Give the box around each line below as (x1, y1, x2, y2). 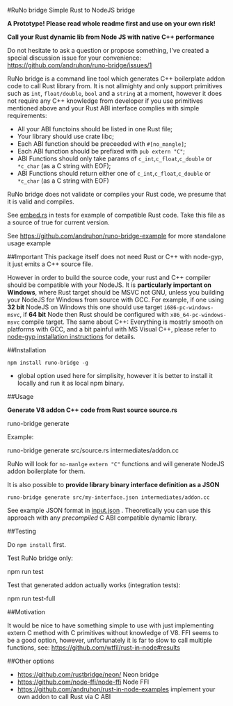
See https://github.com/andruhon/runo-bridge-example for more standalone (7, 232, 226, 240)
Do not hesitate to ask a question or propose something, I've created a (7, 47, 209, 54)
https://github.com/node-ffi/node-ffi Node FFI (17, 678, 150, 686)
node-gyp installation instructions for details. (7, 333, 136, 340)
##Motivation (7, 608, 46, 616)
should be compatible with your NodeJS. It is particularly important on (7, 281, 212, 289)
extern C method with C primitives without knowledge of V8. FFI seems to (7, 629, 219, 637)
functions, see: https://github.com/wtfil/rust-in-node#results (7, 643, 181, 652)
